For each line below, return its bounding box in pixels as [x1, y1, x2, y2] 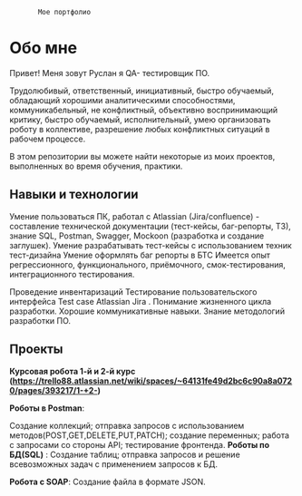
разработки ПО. [9, 315, 71, 326]
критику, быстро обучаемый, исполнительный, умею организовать [9, 113, 271, 125]
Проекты [9, 342, 63, 357]
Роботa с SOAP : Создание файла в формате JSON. [9, 476, 206, 487]
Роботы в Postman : [9, 403, 85, 413]
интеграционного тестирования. [9, 268, 135, 279]
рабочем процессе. [9, 133, 86, 144]
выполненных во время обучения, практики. [9, 160, 183, 171]
